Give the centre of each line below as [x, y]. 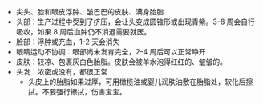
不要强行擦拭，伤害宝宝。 [84, 92]
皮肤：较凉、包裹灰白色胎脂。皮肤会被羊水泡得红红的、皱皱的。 [121, 62]
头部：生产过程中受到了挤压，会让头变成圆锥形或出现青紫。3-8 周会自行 [135, 22]
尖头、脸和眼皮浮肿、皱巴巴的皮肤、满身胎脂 [90, 12]
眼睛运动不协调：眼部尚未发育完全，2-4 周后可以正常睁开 [111, 52]
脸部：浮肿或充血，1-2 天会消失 [68, 42]
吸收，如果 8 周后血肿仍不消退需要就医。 [83, 32]
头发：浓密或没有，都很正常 [62, 72]
